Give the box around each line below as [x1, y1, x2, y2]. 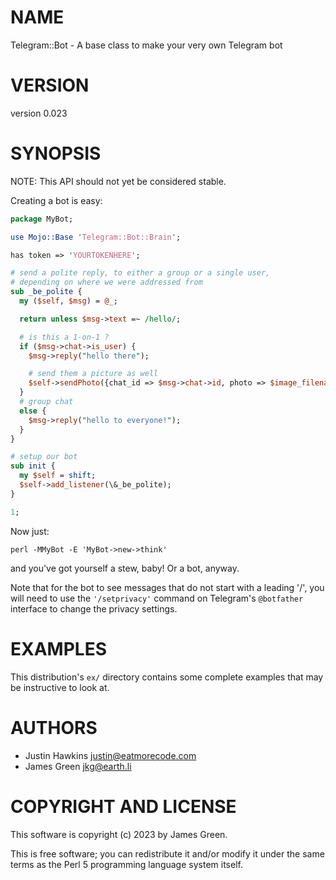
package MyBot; [10, 214, 74, 224]
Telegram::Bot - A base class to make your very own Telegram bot [10, 39, 283, 51]
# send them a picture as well [28, 369, 159, 379]
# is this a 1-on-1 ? [19, 332, 110, 342]
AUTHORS [10, 716, 98, 739]
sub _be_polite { [10, 287, 83, 297]
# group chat [19, 397, 74, 407]
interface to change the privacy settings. [10, 602, 178, 615]
